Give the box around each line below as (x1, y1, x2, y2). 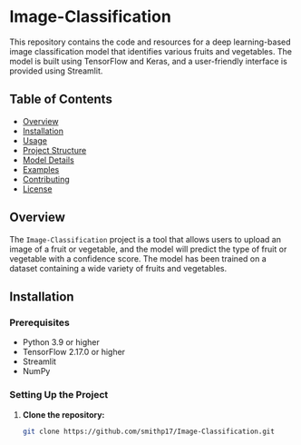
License (22, 183, 53, 194)
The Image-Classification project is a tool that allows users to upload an (9, 233, 281, 244)
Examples (22, 163, 60, 174)
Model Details (22, 154, 74, 165)
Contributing (22, 173, 70, 184)
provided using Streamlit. (9, 65, 103, 76)
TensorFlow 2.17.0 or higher (22, 347, 125, 358)
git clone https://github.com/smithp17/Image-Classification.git (22, 427, 275, 436)
